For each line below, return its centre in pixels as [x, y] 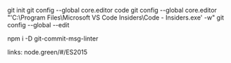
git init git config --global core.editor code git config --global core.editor [112, 10]
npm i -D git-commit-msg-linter [53, 38]
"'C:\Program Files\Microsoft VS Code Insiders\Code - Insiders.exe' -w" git [115, 17]
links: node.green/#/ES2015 [48, 52]
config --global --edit [38, 25]
